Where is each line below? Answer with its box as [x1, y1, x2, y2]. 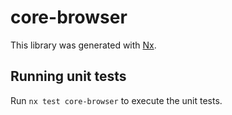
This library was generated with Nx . [10, 39, 157, 51]
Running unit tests [10, 68, 127, 85]
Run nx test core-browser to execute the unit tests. [10, 94, 223, 106]
